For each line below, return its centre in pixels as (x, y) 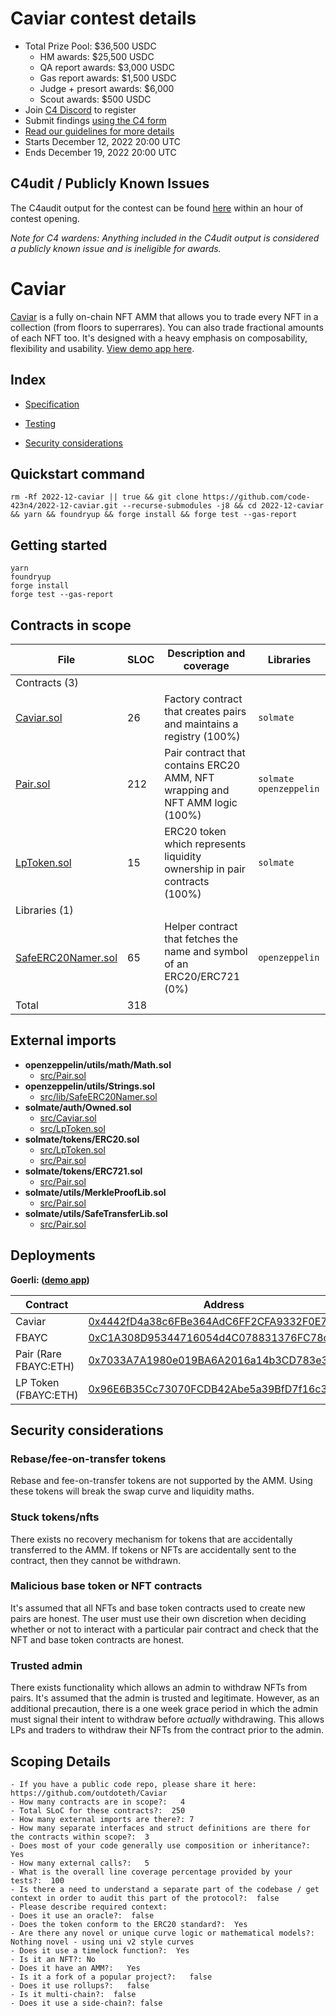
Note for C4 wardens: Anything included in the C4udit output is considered (165, 238)
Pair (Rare (38, 1354)
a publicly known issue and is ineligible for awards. (116, 248)
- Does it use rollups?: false (80, 1985)
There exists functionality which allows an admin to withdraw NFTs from (159, 1688)
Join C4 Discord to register (80, 109)
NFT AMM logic (201, 802)
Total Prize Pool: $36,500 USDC (90, 46)
